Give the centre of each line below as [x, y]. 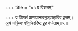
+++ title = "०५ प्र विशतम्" [29, 8]
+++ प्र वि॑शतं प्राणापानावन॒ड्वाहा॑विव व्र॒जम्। [40, 18]
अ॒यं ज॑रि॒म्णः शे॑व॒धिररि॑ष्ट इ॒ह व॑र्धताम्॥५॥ [36, 23]
